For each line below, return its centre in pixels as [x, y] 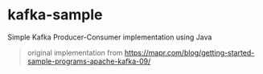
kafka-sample [55, 15]
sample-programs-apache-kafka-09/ [89, 61]
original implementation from [75, 52]
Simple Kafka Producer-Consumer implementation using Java [110, 37]
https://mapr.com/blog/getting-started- [189, 52]
